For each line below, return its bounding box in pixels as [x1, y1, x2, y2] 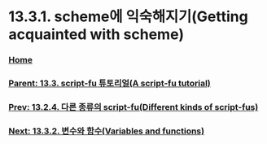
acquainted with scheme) [8, 25, 185, 44]
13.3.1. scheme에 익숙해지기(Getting [8, 7, 248, 26]
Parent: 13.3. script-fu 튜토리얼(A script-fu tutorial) [8, 78, 211, 89]
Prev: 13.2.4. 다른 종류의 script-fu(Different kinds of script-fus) [8, 101, 259, 112]
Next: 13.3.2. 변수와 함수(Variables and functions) [8, 125, 205, 137]
